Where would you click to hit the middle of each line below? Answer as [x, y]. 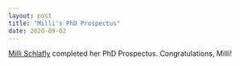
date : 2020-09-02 [37, 31]
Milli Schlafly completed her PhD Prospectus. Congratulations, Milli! [120, 54]
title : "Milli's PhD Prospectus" [64, 23]
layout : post [30, 16]
